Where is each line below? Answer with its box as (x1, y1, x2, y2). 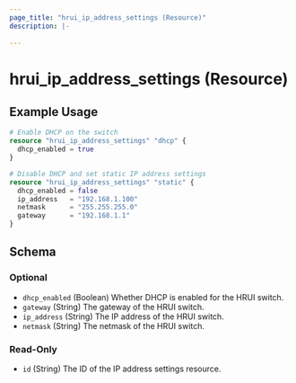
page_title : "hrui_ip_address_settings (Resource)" (9, 13, 206, 22)
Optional (9, 272, 48, 284)
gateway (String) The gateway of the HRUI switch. (22, 301, 205, 312)
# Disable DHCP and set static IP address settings (9, 169, 206, 178)
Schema (9, 245, 57, 260)
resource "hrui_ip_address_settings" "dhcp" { (9, 137, 187, 146)
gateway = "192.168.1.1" (17, 211, 130, 220)
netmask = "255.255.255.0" (17, 203, 139, 212)
